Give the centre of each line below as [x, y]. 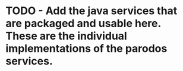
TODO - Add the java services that [91, 11]
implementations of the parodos [86, 49]
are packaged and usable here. [83, 23]
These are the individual [66, 36]
